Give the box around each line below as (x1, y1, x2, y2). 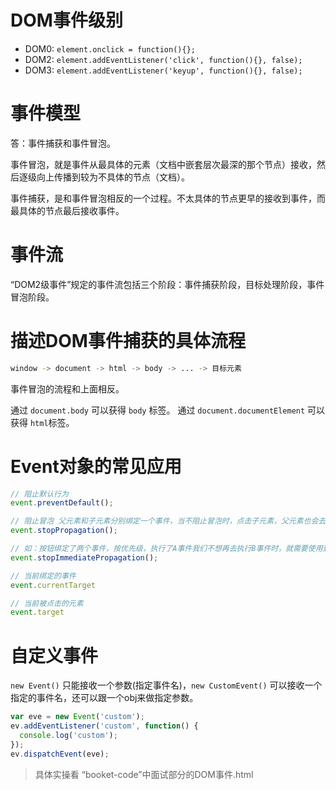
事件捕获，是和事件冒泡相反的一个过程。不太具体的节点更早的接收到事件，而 (10, 192, 326, 204)
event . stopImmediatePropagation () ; (10, 552, 159, 563)
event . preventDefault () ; (10, 498, 114, 508)
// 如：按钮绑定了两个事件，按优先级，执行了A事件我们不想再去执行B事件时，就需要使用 (10, 544, 323, 554)
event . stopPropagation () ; (10, 526, 118, 536)
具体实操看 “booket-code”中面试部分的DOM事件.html (34, 768, 254, 780)
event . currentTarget (10, 580, 97, 590)
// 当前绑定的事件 (10, 571, 77, 581)
